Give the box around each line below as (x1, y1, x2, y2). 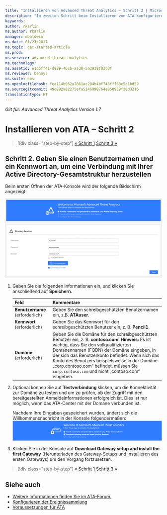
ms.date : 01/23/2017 (5, 40, 48, 45)
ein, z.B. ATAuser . (52, 312, 89, 318)
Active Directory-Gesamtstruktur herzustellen (5, 170, 152, 179)
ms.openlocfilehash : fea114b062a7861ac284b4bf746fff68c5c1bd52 (5, 82, 139, 87)
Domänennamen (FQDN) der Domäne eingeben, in (52, 347, 156, 353)
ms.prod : (5, 50, 23, 55)
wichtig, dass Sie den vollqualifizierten (52, 341, 131, 348)
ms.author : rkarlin (5, 29, 46, 34)
